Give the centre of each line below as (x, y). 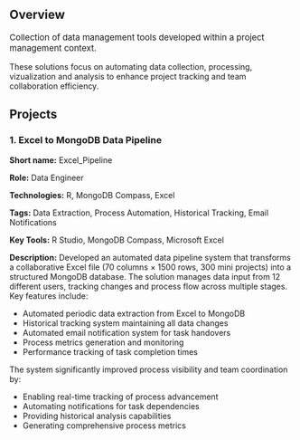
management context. (53, 48)
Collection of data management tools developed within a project (137, 37)
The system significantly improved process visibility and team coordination (149, 369)
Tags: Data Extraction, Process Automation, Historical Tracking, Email (139, 213)
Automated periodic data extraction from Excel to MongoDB (134, 313)
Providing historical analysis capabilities (97, 416)
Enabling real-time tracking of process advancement (120, 397)
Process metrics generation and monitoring (103, 342)
